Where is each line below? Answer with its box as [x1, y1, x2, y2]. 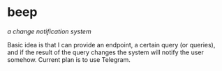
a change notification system [7, 27, 92, 35]
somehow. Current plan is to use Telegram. [7, 55, 131, 63]
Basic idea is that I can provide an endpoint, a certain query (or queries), [7, 40, 216, 49]
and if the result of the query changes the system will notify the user [7, 48, 205, 56]
